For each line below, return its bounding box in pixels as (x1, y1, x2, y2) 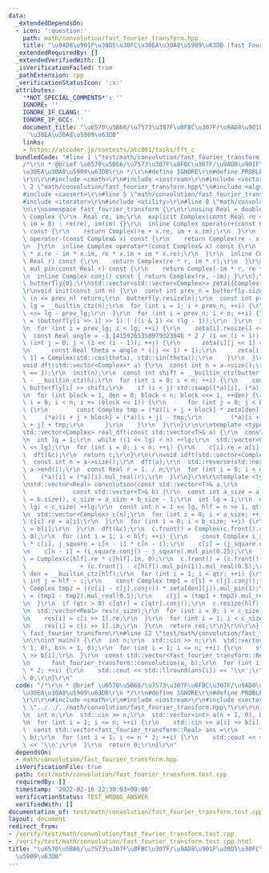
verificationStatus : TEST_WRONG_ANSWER (15, 793, 149, 801)
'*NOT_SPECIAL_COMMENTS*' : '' (22, 94, 124, 102)
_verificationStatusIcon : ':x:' (15, 78, 124, 86)
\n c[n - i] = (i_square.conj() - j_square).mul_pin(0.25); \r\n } (22, 547, 263, 555)
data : (8, 11, 26, 20)
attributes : (15, 86, 56, 94)
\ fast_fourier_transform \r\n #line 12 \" (22, 629, 163, 637)
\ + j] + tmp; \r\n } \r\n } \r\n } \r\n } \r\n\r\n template (22, 421, 242, 429)
